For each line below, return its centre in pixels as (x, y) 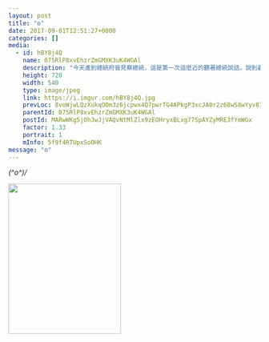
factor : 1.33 (44, 127)
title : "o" (26, 23)
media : (19, 46)
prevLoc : (37, 105)
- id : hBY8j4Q (39, 53)
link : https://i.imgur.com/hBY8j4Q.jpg (89, 98)
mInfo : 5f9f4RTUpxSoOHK (62, 142)
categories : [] (34, 38)
